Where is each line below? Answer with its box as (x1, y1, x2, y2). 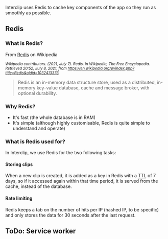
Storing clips (5, 161, 33, 168)
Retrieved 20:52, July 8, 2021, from (5, 66, 67, 71)
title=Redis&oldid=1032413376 (5, 70, 59, 76)
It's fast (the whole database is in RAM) (12, 114, 96, 121)
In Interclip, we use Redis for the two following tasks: (5, 150, 116, 156)
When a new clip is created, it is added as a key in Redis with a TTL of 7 (5, 173, 156, 179)
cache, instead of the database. (5, 183, 73, 189)
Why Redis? (5, 103, 36, 110)
